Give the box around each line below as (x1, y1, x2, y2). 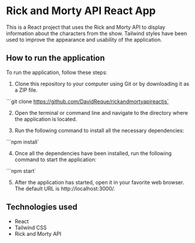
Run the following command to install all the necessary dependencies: (14, 127, 184, 134)
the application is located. (14, 115, 78, 122)
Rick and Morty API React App (6, 4, 156, 18)
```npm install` (6, 138, 39, 145)
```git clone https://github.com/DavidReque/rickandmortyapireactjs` (6, 98, 169, 105)
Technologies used (6, 202, 78, 212)
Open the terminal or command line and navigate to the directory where (14, 109, 188, 116)
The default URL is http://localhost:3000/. (14, 185, 116, 192)
